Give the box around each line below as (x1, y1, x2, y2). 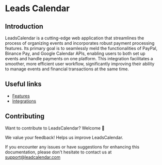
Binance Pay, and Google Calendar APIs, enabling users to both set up (5, 50, 146, 56)
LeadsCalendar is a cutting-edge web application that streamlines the (5, 35, 145, 41)
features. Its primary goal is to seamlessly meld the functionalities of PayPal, (5, 46, 158, 51)
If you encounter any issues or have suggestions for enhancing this (5, 144, 140, 149)
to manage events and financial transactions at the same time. (5, 66, 130, 72)
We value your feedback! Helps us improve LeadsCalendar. (5, 134, 124, 140)
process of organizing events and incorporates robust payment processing (5, 40, 155, 46)
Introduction (5, 22, 44, 31)
